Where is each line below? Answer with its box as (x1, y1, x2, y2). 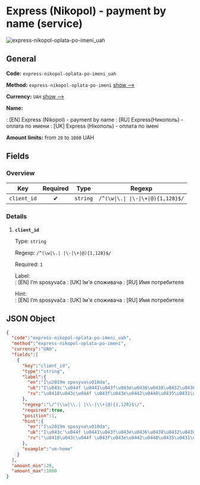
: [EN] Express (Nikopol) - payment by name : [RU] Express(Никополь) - (6, 116, 183, 123)
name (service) (6, 17, 83, 30)
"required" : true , (21, 407, 65, 413)
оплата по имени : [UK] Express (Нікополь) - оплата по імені (6, 122, 159, 129)
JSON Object (6, 314, 55, 324)
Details (6, 212, 27, 221)
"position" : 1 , (21, 413, 58, 419)
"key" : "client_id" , (21, 363, 70, 369)
